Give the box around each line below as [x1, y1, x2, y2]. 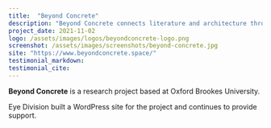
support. [8, 110, 37, 120]
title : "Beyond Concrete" [8, 11, 99, 20]
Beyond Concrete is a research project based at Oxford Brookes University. [8, 86, 261, 96]
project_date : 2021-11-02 [8, 27, 95, 35]
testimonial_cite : [8, 64, 70, 72]
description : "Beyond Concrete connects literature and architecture [8, 19, 248, 27]
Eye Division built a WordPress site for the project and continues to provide [8, 101, 257, 111]
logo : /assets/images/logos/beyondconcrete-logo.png [8, 34, 190, 43]
